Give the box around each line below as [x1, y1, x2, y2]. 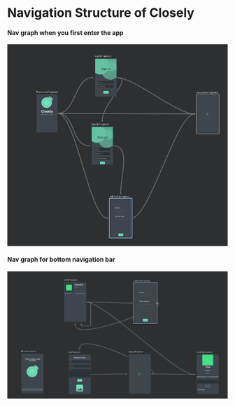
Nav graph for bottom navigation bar [7, 255, 115, 264]
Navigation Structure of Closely [7, 5, 194, 21]
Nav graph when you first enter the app [7, 28, 124, 36]
